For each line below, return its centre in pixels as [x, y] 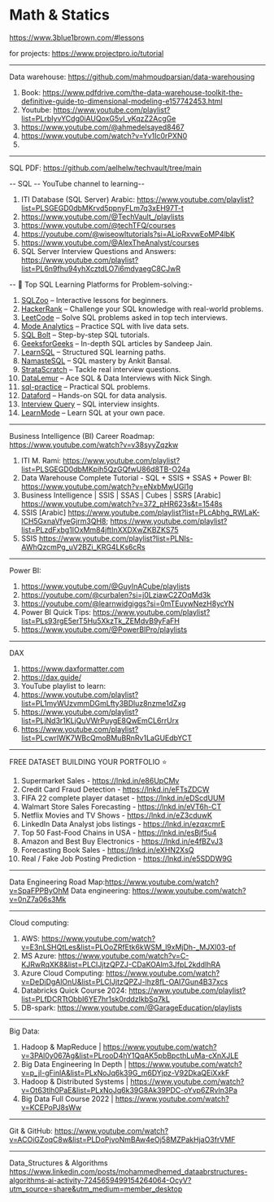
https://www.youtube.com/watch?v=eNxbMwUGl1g [107, 486]
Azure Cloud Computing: [62, 973]
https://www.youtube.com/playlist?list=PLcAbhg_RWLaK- [164, 512]
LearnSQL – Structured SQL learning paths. [93, 352]
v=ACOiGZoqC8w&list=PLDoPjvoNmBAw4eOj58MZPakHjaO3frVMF [122, 1139]
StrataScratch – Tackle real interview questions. [101, 369]
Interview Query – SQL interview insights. [90, 404]
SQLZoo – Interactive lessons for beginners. [95, 300]
